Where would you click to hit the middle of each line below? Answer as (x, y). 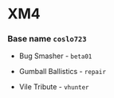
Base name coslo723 (47, 39)
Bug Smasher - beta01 (55, 56)
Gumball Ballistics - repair (63, 72)
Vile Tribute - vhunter (54, 87)
